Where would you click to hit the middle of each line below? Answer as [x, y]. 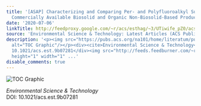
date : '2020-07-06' [31, 23]
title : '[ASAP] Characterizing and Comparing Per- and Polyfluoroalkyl [97, 12]
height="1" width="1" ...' [45, 56]
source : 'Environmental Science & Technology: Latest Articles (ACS [93, 34]
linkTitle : [20, 28]
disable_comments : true [36, 62]
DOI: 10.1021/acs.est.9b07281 [42, 97]
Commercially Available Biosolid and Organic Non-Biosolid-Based [95, 17]
